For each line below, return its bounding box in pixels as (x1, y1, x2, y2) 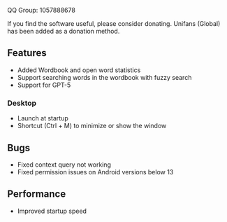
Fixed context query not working (17, 160, 112, 169)
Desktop (7, 98, 37, 108)
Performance (7, 188, 66, 200)
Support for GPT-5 (17, 81, 71, 89)
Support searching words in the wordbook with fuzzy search (17, 73, 192, 81)
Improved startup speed (17, 207, 87, 215)
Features (7, 47, 47, 59)
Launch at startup (17, 114, 68, 123)
